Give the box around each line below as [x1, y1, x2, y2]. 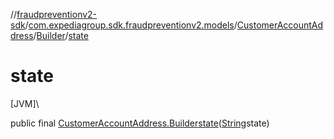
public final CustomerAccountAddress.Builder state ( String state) [10, 117, 270, 129]
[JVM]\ [10, 97, 40, 109]
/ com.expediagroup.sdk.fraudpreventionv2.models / [24, 19, 238, 31]
